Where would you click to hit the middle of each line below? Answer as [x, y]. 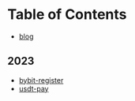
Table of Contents [67, 15]
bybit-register [41, 80]
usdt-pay [34, 88]
